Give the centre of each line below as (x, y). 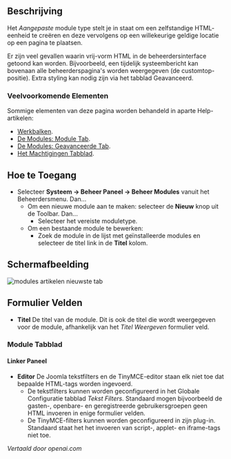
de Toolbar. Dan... (52, 214)
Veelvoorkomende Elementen (58, 96)
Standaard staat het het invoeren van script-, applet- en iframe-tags (124, 427)
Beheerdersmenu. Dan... (52, 198)
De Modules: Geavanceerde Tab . (64, 146)
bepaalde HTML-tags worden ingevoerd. (75, 384)
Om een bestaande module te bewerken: (85, 228)
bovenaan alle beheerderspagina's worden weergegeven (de (94, 70)
